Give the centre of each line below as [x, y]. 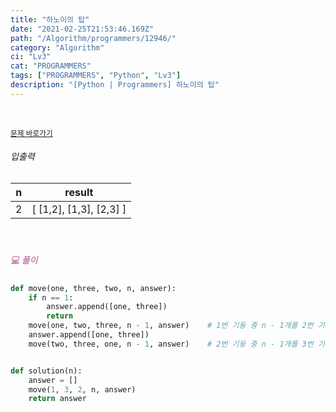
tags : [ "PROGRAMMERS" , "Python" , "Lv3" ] [96, 76]
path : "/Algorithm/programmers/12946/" [93, 38]
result [79, 192]
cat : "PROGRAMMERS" [51, 66]
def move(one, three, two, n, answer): [93, 288]
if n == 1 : [51, 297]
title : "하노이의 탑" [50, 19]
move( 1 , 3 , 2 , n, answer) [82, 389]
